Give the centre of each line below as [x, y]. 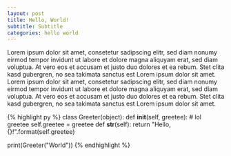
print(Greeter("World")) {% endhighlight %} [69, 145]
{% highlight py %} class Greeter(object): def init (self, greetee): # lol [104, 117]
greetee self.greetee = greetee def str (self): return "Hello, [89, 124]
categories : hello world [43, 33]
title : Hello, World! [38, 20]
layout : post [26, 13]
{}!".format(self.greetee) [41, 132]
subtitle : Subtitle [35, 26]
